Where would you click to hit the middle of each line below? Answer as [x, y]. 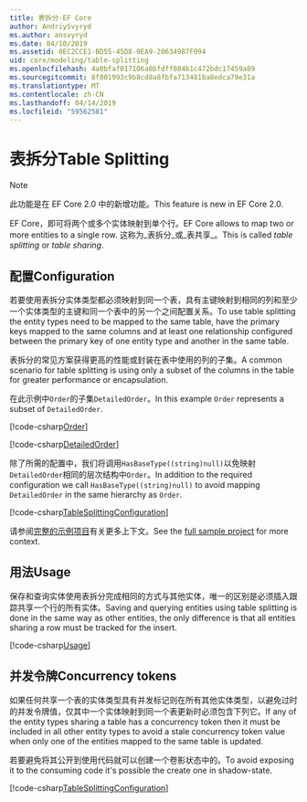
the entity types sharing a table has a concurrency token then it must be [145, 722]
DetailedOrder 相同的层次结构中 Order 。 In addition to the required [131, 475]
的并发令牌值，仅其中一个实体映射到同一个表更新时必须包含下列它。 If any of [153, 711]
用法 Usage [40, 572]
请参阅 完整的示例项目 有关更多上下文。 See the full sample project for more [149, 531]
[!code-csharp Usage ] [50, 645]
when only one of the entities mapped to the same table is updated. [137, 741]
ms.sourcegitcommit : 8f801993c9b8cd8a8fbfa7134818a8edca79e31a [132, 78]
